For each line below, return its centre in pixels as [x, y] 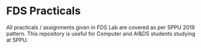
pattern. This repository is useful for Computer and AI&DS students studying [101, 33]
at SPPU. [17, 40]
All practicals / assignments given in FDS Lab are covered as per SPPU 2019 [100, 27]
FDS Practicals [44, 11]
